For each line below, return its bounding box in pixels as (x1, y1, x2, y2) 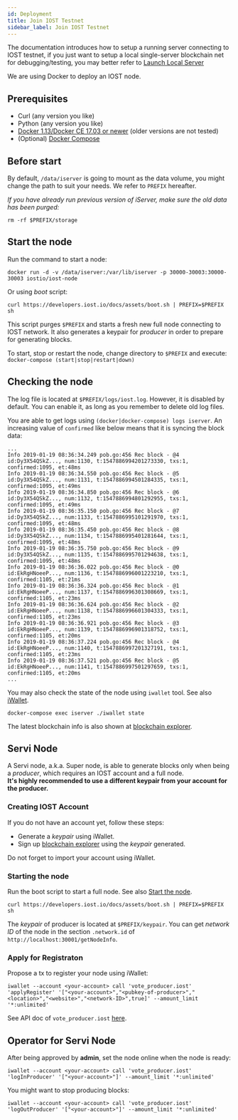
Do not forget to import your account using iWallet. (7, 853, 156, 862)
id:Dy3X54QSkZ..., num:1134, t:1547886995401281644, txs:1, (7, 532, 190, 539)
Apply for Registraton (7, 953, 84, 963)
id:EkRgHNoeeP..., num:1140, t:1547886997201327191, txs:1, (7, 644, 190, 652)
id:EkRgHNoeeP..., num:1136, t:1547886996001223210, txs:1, (7, 569, 190, 577)
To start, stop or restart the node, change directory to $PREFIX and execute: (7, 348, 227, 357)
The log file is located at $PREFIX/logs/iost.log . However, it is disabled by (7, 395, 225, 403)
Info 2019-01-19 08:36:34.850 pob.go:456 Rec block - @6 (7, 489, 180, 496)
